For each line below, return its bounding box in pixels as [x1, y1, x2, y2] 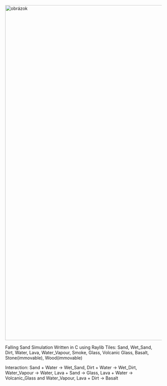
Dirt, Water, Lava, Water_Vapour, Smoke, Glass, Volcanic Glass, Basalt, [5, 350, 149, 355]
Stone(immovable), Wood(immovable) [5, 355, 83, 361]
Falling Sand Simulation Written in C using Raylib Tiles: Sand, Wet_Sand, [5, 344, 153, 350]
